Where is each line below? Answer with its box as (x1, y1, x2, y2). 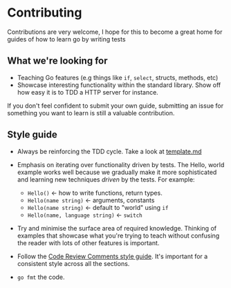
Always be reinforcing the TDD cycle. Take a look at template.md (17, 147, 202, 155)
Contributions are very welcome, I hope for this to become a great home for (7, 28, 223, 36)
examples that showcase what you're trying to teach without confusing (17, 231, 220, 240)
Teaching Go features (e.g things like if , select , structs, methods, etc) (17, 73, 219, 81)
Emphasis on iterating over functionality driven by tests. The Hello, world (17, 160, 225, 169)
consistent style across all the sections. (17, 259, 130, 267)
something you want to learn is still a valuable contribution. (7, 108, 175, 117)
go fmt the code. (17, 273, 65, 281)
